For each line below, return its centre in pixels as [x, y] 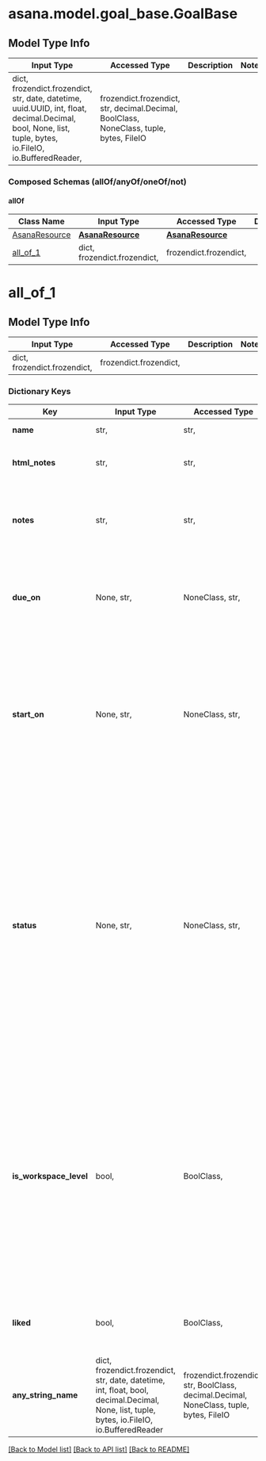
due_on [27, 598]
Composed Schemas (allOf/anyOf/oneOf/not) [98, 182]
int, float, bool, [122, 1390]
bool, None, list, [41, 128]
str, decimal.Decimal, [139, 108]
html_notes [34, 463]
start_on [28, 714]
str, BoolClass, [210, 1386]
